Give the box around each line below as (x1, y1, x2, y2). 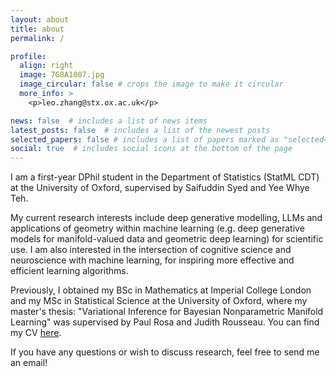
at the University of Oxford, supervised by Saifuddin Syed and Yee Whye (10, 182, 310, 194)
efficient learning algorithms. (10, 265, 129, 277)
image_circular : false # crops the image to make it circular (19, 79, 284, 90)
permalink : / (10, 33, 65, 43)
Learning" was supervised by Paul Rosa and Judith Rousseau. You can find (10, 316, 320, 328)
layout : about (10, 14, 70, 25)
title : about (10, 24, 65, 34)
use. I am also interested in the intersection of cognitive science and (10, 244, 292, 256)
